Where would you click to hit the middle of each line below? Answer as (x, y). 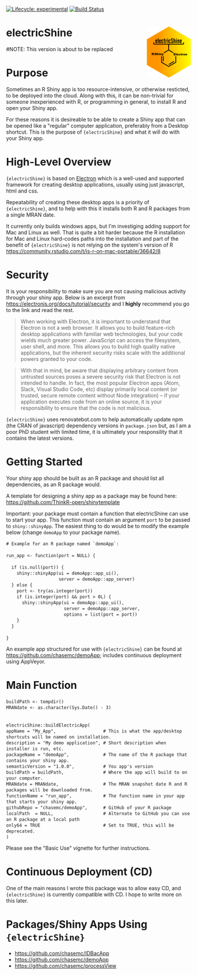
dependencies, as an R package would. (54, 484)
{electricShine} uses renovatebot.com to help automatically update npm (95, 419)
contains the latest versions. (40, 438)
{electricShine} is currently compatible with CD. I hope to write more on (94, 894)
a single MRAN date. (31, 214)
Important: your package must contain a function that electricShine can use (97, 513)
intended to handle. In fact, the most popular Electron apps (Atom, (100, 383)
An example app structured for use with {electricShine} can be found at (94, 649)
